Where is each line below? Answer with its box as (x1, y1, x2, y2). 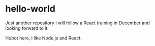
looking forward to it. (5, 25, 49, 31)
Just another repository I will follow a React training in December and (5, 20, 150, 26)
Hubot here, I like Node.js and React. (5, 35, 82, 41)
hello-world (5, 3, 56, 15)
